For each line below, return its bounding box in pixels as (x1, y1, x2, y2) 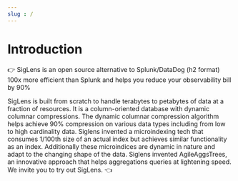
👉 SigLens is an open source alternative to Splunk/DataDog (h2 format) (7, 65, 220, 73)
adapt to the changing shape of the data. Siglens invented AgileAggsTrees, (7, 150, 227, 158)
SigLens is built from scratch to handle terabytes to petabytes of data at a (7, 97, 224, 105)
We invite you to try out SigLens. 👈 (7, 165, 113, 174)
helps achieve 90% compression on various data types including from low (7, 119, 226, 128)
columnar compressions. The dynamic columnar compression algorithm (7, 112, 219, 120)
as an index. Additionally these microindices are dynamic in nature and (7, 142, 216, 150)
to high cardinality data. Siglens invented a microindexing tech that (7, 127, 204, 135)
